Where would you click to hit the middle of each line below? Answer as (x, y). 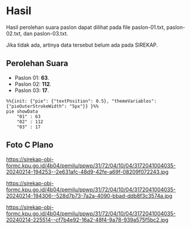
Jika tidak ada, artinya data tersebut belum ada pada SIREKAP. (82, 45)
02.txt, (14, 33)
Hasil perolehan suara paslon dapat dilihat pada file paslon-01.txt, (86, 27)
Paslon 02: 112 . (33, 84)
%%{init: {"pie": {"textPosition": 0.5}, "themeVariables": (82, 101)
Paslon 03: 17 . (32, 90)
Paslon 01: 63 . (32, 77)
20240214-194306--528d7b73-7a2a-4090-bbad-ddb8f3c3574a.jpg (89, 195)
